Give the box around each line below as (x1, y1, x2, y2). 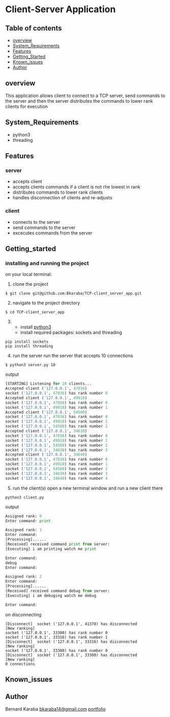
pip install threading (5, 344, 53, 349)
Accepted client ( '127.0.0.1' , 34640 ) (5, 452, 87, 457)
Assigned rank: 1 (5, 527, 42, 532)
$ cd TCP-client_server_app (5, 310, 65, 315)
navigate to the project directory (12, 300, 80, 306)
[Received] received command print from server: (5, 542, 110, 547)
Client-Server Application (5, 4, 116, 15)
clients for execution (5, 103, 48, 109)
